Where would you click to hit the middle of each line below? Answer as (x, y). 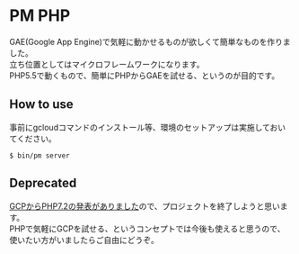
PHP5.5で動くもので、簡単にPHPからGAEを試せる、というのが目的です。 (145, 75)
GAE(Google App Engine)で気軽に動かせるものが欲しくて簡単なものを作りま (150, 41)
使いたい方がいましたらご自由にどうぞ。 (84, 240)
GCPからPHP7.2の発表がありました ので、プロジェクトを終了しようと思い (145, 206)
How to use (41, 104)
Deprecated (43, 183)
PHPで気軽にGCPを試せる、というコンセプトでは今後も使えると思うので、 (147, 228)
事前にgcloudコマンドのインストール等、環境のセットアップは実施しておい (148, 127)
